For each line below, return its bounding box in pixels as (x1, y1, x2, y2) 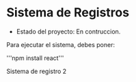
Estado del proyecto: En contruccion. (16, 27, 121, 36)
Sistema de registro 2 (6, 67, 67, 75)
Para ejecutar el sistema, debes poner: (6, 40, 115, 49)
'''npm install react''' (6, 53, 64, 62)
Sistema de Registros (6, 5, 130, 20)
